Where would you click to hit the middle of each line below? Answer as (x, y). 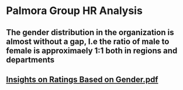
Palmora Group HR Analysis (75, 11)
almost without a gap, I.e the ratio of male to (88, 41)
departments (30, 60)
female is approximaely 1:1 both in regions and (92, 51)
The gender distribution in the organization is (90, 32)
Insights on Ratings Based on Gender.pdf (82, 79)
